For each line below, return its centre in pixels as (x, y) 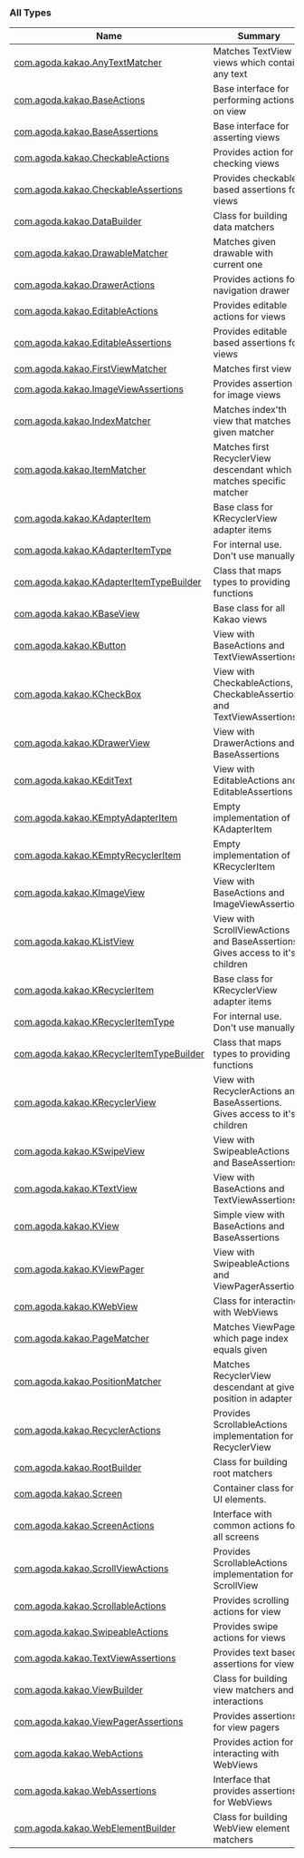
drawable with (243, 253)
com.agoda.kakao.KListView (74, 942)
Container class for (253, 1488)
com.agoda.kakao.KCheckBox (78, 694)
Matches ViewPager (256, 1327)
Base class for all (249, 608)
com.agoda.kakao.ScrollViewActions (91, 1569)
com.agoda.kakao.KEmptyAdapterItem (96, 818)
